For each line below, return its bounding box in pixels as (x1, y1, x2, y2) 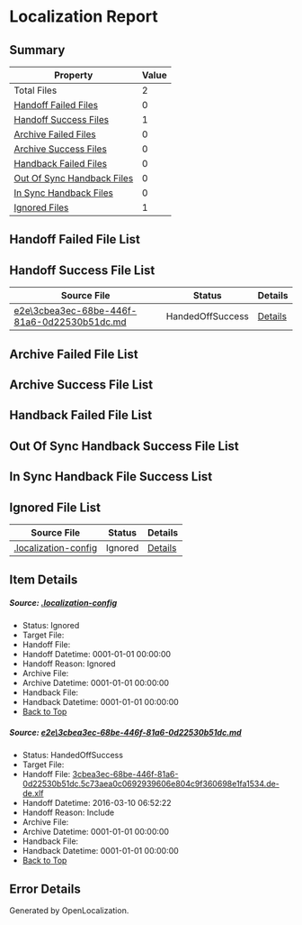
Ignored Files (13, 201, 69, 214)
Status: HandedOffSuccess (22, 750, 124, 761)
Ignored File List (9, 499, 102, 515)
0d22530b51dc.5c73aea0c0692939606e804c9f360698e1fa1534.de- (22, 778, 280, 790)
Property (53, 69, 93, 81)
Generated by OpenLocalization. (9, 905, 129, 916)
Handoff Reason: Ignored (22, 658, 116, 669)
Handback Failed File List (9, 408, 153, 423)
